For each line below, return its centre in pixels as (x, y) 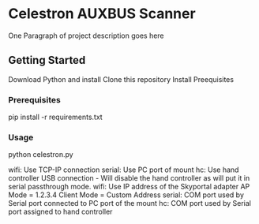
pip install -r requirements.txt (55, 117)
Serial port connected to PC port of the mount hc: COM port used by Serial (129, 203)
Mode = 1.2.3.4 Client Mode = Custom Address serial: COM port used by (126, 195)
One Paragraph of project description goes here (86, 35)
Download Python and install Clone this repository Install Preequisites (121, 79)
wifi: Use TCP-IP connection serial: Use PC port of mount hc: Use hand (124, 170)
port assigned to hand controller (60, 212)
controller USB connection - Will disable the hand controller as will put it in (129, 178)
